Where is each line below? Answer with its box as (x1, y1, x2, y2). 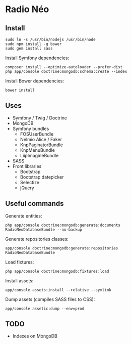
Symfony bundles (12, 125, 49, 132)
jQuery (20, 185, 34, 191)
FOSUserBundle (20, 131, 54, 137)
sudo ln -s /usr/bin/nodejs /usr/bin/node (5, 37, 96, 42)
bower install (5, 88, 35, 93)
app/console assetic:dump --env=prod (5, 306, 85, 311)
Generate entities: (5, 212, 42, 219)
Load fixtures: (5, 259, 34, 265)
